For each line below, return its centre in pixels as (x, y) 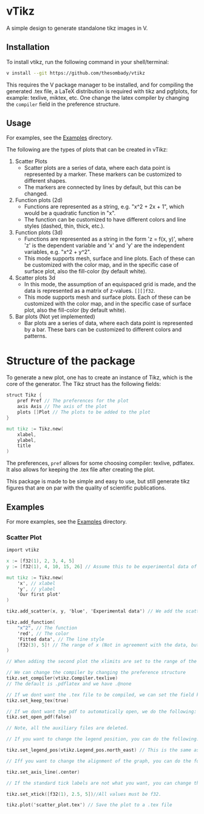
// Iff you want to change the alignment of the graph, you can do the (99, 761)
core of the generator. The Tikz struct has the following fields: (84, 384)
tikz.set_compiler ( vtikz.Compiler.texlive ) (62, 678)
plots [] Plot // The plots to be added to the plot (84, 412)
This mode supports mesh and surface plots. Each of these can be (107, 297)
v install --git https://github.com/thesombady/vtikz (76, 73)
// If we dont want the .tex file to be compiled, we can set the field (100, 695)
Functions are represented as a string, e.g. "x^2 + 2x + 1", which (104, 207)
